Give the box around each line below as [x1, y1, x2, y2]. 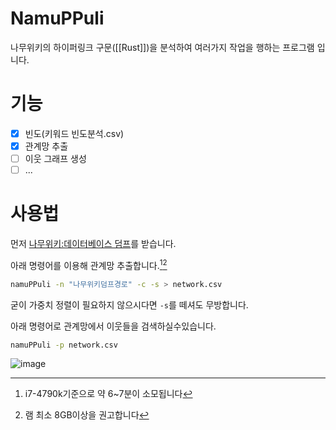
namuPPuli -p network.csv [10, 340, 118, 350]
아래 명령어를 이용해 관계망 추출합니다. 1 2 [10, 258, 168, 271]
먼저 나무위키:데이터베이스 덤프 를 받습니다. [10, 238, 177, 250]
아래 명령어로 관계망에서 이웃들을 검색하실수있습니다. [10, 320, 217, 332]
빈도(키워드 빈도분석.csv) [24, 127, 125, 139]
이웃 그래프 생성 [24, 153, 87, 164]
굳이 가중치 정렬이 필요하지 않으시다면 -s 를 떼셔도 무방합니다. [10, 298, 249, 311]
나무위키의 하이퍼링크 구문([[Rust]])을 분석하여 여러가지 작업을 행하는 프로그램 [10, 41, 315, 53]
